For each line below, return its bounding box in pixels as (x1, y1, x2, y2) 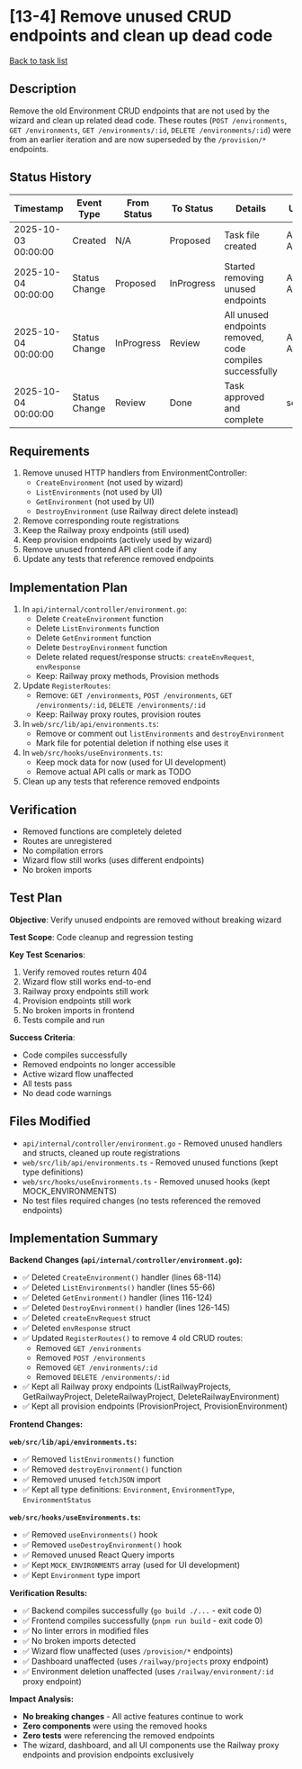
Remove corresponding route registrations (22, 515, 180, 526)
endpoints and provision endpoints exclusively (22, 1749, 195, 1760)
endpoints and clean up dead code (9, 25, 273, 46)
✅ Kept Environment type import (22, 1570, 141, 1581)
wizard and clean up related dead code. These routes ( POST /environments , (9, 114, 288, 125)
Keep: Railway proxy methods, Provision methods (35, 671, 219, 682)
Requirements (9, 443, 90, 458)
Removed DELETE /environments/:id (35, 1372, 171, 1383)
